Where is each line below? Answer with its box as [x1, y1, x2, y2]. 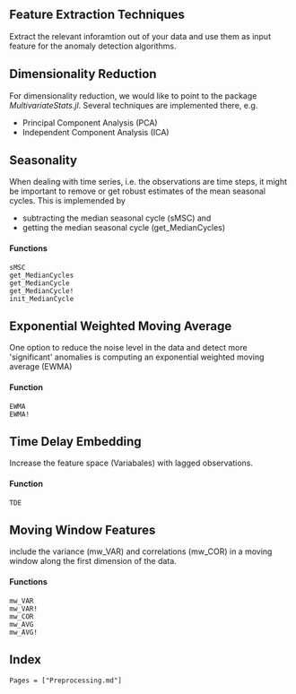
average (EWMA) [9, 361, 73, 372]
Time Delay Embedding [9, 434, 142, 449]
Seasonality [9, 152, 78, 169]
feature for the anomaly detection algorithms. [9, 40, 177, 51]
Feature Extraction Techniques [9, 7, 186, 22]
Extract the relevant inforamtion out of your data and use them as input [9, 30, 272, 41]
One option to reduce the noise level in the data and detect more [9, 343, 248, 353]
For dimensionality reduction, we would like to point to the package [9, 90, 257, 101]
